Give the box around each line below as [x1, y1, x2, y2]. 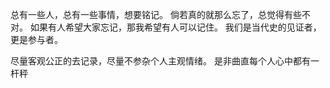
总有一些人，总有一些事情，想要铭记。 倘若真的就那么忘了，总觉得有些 [10, 9, 302, 20]
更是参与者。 [10, 34, 63, 45]
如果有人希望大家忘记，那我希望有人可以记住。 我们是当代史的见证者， [29, 21, 322, 33]
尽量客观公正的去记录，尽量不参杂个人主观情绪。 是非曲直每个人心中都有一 [10, 55, 320, 67]
